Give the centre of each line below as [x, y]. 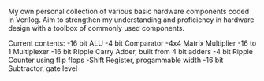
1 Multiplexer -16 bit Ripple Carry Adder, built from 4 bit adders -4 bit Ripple [131, 52]
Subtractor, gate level [43, 68]
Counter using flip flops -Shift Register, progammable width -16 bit [116, 60]
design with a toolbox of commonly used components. [97, 28]
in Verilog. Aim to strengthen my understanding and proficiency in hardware [131, 20]
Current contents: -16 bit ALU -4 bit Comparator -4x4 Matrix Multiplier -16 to [132, 43]
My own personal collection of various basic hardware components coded [129, 11]
